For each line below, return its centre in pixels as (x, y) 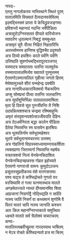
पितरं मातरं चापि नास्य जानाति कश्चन (33, 205)
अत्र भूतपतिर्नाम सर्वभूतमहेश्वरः (27, 133)
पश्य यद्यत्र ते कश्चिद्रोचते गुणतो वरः (31, 177)
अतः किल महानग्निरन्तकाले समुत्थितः (33, 210)
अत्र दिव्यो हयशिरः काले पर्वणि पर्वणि (31, 56)
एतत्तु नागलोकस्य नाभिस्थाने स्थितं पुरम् (34, 12)
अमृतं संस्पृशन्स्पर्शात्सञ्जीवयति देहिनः (33, 117)
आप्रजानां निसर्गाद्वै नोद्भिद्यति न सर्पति (33, 194)
